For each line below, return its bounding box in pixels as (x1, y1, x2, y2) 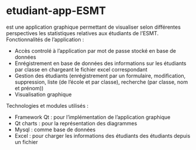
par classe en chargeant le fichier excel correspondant (14, 66, 148, 73)
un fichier (14, 138, 38, 145)
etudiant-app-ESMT (6, 4, 106, 18)
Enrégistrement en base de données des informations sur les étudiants (14, 60, 187, 67)
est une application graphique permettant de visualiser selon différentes (6, 23, 181, 30)
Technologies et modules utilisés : (6, 102, 89, 109)
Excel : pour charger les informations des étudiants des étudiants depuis (14, 132, 191, 139)
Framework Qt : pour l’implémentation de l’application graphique (14, 113, 171, 121)
